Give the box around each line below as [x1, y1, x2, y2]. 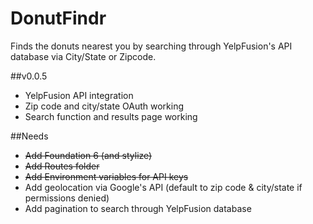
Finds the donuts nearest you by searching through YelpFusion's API [10, 40, 293, 52]
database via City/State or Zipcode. [10, 50, 157, 62]
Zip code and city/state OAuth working [24, 100, 184, 112]
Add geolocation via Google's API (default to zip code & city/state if [24, 181, 303, 193]
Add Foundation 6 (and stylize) [24, 149, 153, 161]
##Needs [10, 130, 49, 142]
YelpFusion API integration [24, 89, 134, 101]
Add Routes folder [24, 160, 100, 172]
